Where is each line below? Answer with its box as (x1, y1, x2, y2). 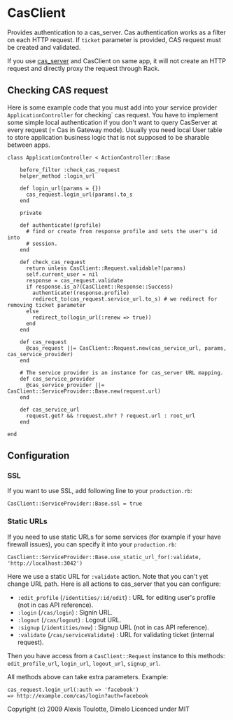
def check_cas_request (20, 258, 86, 266)
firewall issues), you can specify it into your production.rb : (7, 539, 177, 549)
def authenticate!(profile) (20, 221, 101, 229)
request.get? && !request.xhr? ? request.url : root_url (25, 412, 196, 419)
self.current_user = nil (25, 270, 99, 278)
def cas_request (20, 339, 68, 346)
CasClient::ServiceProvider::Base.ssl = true (7, 500, 142, 507)
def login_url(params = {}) (20, 185, 101, 192)
